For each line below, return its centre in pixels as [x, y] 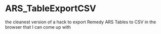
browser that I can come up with [38, 27]
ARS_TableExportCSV [51, 8]
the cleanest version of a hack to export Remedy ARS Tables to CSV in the [81, 22]
